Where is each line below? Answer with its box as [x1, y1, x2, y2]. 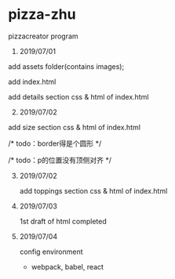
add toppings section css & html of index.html [19, 186, 168, 195]
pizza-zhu [8, 5, 76, 24]
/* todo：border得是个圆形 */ [8, 139, 102, 148]
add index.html [8, 77, 57, 86]
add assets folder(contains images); [8, 61, 125, 71]
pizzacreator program [8, 31, 78, 41]
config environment [19, 247, 84, 256]
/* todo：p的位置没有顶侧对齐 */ [8, 155, 112, 165]
